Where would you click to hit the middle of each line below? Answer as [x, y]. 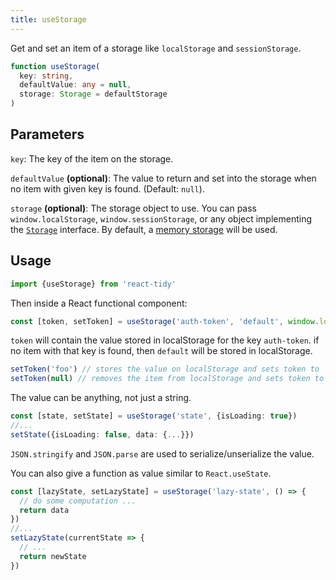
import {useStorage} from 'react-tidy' [93, 284]
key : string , [46, 76]
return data [44, 510]
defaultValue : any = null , [75, 85]
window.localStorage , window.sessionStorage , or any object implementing [161, 218]
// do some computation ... [78, 501]
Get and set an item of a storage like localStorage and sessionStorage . [156, 48]
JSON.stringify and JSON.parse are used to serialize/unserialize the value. [162, 453]
